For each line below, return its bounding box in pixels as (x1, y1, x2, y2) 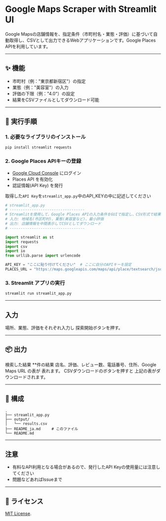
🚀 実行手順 (5, 118, 37, 126)
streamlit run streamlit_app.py (5, 291, 72, 296)
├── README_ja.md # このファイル (5, 426, 78, 431)
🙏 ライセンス (5, 497, 43, 506)
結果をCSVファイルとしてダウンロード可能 (12, 97, 100, 103)
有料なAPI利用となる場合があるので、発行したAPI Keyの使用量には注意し (12, 464, 161, 470)
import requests (5, 239, 39, 244)
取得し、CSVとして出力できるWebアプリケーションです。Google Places (9, 37, 156, 43)
